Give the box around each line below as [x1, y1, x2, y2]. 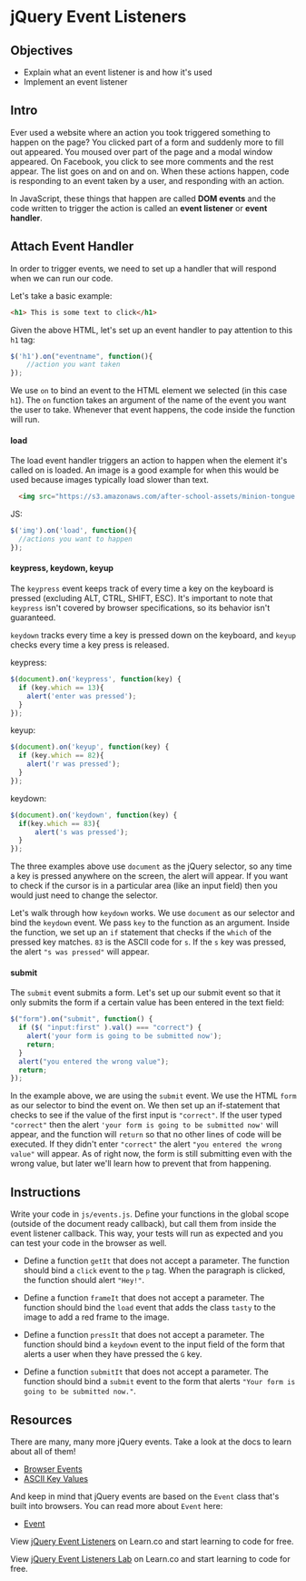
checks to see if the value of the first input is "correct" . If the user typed [10, 1109, 282, 1121]
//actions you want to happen [18, 535, 133, 544]
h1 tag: [10, 334, 35, 345]
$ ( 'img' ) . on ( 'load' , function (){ [10, 526, 137, 535]
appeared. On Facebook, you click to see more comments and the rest [10, 156, 274, 167]
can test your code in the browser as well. [10, 1238, 167, 1249]
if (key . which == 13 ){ [18, 683, 104, 692]
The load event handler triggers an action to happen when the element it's [10, 455, 288, 466]
